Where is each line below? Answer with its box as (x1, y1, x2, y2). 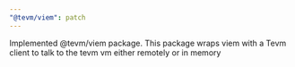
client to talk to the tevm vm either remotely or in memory (9, 46, 221, 58)
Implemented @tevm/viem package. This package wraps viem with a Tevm (9, 38, 287, 48)
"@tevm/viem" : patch (9, 13, 87, 22)
